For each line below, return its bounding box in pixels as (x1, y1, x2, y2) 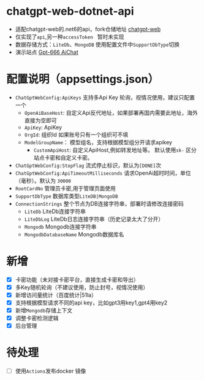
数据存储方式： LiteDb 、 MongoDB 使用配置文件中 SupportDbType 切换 (15, 41, 179, 48)
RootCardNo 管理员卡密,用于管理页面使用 (15, 184, 116, 192)
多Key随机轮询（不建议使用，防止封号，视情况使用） (15, 284, 149, 291)
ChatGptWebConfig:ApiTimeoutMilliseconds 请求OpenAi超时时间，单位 (15, 169, 191, 176)
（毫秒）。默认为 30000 (15, 177, 72, 184)
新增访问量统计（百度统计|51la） (15, 291, 97, 298)
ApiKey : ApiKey (24, 123, 62, 131)
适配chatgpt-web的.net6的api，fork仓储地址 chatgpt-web (15, 25, 161, 33)
